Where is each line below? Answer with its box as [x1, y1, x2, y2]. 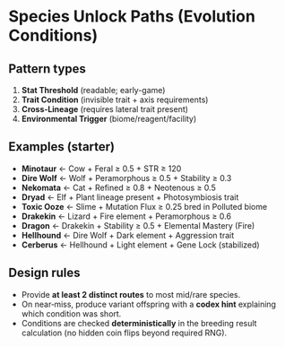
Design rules [8, 265, 82, 281]
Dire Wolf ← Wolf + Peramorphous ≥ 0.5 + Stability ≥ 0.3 [21, 172, 232, 183]
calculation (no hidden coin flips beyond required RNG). [21, 327, 228, 338]
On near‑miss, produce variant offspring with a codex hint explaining [21, 299, 277, 309]
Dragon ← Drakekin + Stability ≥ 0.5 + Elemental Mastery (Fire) [21, 220, 255, 230]
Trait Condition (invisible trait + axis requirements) [21, 94, 209, 105]
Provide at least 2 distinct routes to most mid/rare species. [21, 289, 241, 299]
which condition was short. [21, 308, 122, 319]
